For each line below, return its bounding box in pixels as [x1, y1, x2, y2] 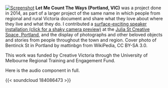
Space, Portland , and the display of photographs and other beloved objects [5, 32, 163, 37]
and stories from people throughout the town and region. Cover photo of [5, 37, 157, 43]
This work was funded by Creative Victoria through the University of [5, 52, 148, 58]
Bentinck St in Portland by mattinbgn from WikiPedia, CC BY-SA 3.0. [5, 42, 148, 48]
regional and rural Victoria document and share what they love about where [5, 16, 163, 21]
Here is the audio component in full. [5, 67, 80, 73]
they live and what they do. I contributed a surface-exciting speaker [5, 21, 147, 27]
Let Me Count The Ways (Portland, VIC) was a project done [35, 5, 161, 11]
